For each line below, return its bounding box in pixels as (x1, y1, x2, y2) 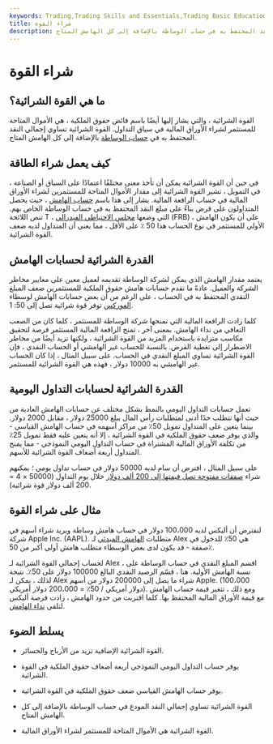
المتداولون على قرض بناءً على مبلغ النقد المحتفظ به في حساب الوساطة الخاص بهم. (9, 203, 259, 213)
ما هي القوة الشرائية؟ (9, 94, 105, 108)
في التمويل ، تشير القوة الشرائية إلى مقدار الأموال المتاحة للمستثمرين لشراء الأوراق (9, 186, 261, 196)
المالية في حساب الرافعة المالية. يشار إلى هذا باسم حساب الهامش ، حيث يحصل (9, 195, 248, 205)
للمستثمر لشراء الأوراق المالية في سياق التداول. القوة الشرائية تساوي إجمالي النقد (9, 124, 256, 134)
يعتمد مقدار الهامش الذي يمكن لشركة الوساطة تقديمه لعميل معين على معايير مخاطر (9, 275, 262, 284)
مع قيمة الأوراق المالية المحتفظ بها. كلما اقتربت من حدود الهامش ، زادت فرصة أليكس (9, 592, 265, 602)
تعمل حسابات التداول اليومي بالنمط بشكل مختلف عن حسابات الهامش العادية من (9, 404, 251, 413)
